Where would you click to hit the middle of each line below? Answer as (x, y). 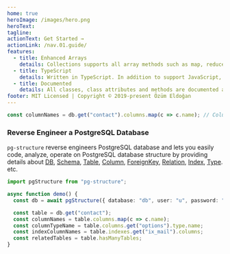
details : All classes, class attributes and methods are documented (119, 90)
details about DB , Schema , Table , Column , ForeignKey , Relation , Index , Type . (115, 162)
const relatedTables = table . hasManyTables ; (78, 238)
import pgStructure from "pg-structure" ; (67, 182)
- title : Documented (42, 84)
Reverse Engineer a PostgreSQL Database (78, 132)
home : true (23, 13)
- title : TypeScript (42, 71)
